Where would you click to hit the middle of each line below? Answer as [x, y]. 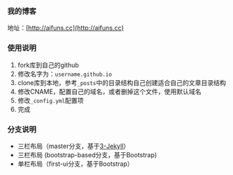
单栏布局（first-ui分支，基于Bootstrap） [76, 164]
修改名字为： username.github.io [65, 74]
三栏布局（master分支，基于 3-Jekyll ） [73, 146]
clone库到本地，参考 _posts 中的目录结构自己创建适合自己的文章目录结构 [121, 82]
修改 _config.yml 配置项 [50, 100]
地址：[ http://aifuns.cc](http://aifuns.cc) [66, 28]
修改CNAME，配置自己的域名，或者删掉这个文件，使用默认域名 [109, 91]
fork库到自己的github [48, 64]
